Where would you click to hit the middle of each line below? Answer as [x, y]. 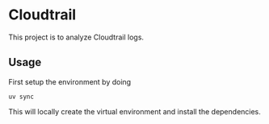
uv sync [21, 97]
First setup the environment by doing [70, 81]
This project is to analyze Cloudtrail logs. [76, 37]
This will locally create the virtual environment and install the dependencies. [134, 111]
